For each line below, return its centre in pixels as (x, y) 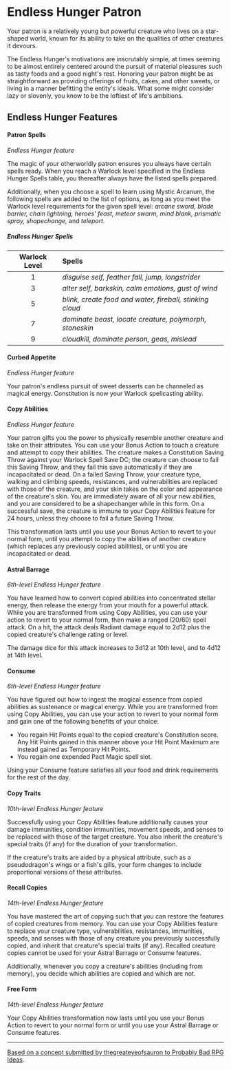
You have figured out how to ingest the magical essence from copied (105, 700)
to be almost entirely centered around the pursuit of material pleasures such (115, 66)
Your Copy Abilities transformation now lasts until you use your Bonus (106, 1018)
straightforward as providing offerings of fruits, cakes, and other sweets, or (113, 81)
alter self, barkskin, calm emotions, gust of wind (140, 288)
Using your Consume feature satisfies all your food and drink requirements (113, 770)
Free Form (22, 989)
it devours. (22, 45)
